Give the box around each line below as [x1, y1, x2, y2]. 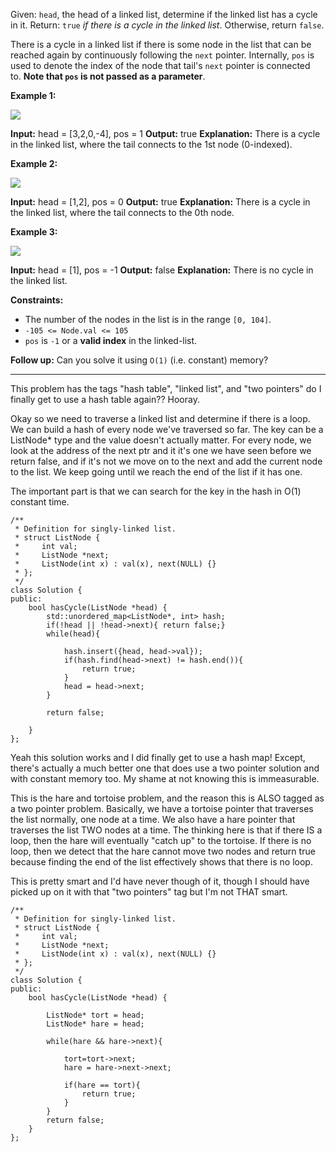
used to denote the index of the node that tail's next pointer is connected [10, 60, 311, 71]
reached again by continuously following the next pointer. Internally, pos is [10, 49, 315, 61]
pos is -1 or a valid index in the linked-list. [24, 335, 198, 346]
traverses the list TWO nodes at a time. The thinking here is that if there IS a [10, 824, 323, 836]
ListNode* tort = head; [46, 1010, 145, 1020]
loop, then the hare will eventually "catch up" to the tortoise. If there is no [10, 835, 312, 846]
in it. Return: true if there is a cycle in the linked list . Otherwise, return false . [10, 19, 325, 31]
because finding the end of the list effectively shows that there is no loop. [10, 856, 313, 868]
